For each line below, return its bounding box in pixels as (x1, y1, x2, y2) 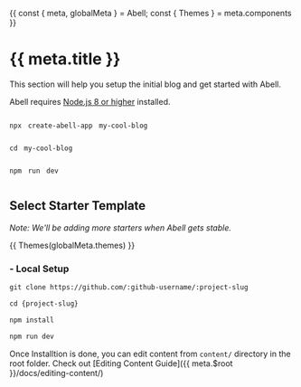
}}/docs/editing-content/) (9, 367, 104, 378)
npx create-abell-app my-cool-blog (9, 121, 148, 130)
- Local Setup (9, 262, 70, 275)
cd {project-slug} (9, 298, 79, 308)
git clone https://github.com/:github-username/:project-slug (9, 283, 249, 292)
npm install (9, 316, 54, 325)
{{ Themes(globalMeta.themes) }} (9, 240, 136, 250)
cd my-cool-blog (9, 144, 73, 153)
